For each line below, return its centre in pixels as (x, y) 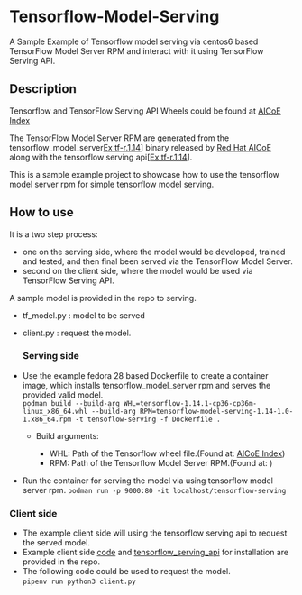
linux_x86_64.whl (55, 411)
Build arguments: (67, 435)
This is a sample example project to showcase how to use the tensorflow (144, 174)
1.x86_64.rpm (47, 419)
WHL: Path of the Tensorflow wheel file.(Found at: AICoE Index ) (167, 453)
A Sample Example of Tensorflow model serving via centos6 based (134, 41)
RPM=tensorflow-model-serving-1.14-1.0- (216, 411)
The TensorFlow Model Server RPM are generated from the (119, 138)
